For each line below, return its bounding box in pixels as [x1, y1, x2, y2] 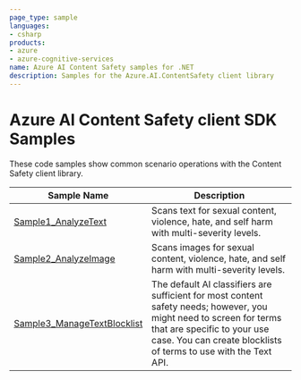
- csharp [9, 30, 42, 38]
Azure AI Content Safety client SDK [9, 109, 278, 130]
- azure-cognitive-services [9, 55, 115, 63]
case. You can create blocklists [150, 334, 282, 346]
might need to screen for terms [150, 311, 282, 324]
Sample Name [47, 189, 109, 201]
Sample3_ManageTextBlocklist [13, 317, 143, 329]
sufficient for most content [150, 289, 263, 301]
